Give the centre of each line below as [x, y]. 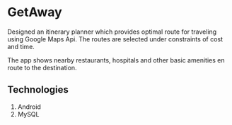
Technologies [38, 90]
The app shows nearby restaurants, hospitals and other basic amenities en [116, 60]
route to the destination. [42, 67]
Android [29, 107]
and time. [21, 46]
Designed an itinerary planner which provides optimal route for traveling [112, 32]
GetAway [35, 12]
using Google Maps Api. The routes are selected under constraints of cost [115, 39]
